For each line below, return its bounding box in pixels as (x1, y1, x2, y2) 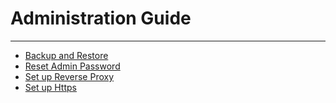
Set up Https (24, 81, 77, 93)
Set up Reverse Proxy (24, 70, 115, 82)
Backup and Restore (24, 49, 109, 61)
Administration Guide (10, 7, 192, 30)
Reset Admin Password (24, 60, 121, 72)
